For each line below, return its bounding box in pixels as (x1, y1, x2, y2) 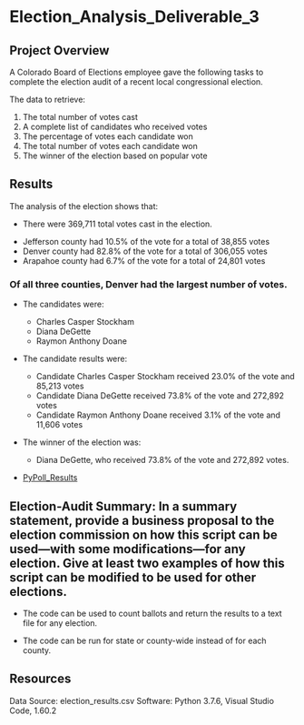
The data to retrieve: (9, 94, 86, 105)
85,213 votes (35, 380, 84, 392)
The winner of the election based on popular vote (22, 150, 208, 161)
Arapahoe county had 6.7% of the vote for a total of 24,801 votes (22, 255, 266, 266)
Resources (9, 671, 72, 687)
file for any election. (22, 617, 98, 629)
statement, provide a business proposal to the (9, 512, 275, 529)
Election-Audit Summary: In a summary (9, 498, 238, 514)
